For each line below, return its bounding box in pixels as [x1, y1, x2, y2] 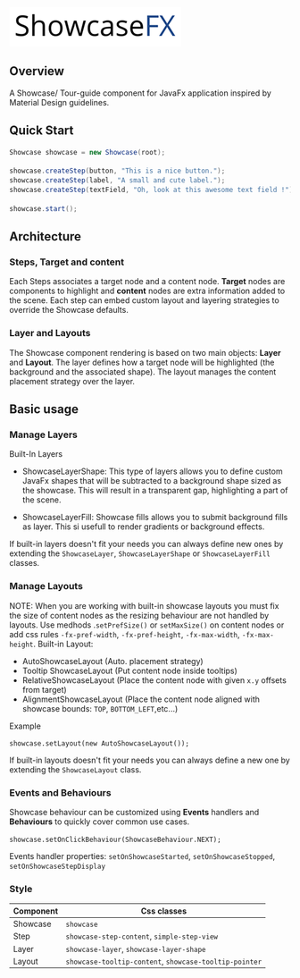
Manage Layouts [9, 580, 83, 593]
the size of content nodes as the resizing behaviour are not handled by [9, 610, 270, 620]
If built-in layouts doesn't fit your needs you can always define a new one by [9, 755, 290, 765]
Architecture [9, 229, 82, 244]
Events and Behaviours [9, 786, 112, 798]
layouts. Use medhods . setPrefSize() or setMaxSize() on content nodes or [9, 620, 285, 630]
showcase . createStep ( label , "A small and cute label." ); [9, 176, 226, 185]
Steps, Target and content [9, 256, 125, 268]
